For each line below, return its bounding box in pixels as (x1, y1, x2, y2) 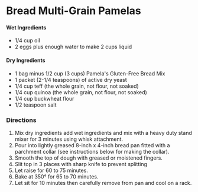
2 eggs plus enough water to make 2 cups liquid (14, 43, 132, 51)
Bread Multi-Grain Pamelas (6, 4, 141, 18)
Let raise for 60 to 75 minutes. (14, 167, 89, 174)
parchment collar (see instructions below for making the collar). (14, 148, 170, 155)
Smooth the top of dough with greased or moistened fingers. (14, 154, 163, 161)
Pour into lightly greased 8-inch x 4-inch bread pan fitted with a (14, 141, 170, 148)
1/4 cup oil (14, 37, 40, 44)
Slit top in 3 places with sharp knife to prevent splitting (14, 160, 148, 167)
